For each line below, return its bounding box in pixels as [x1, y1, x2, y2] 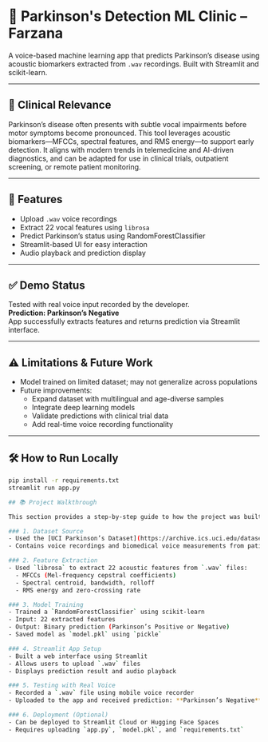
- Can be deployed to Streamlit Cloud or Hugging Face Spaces [8, 718, 219, 726]
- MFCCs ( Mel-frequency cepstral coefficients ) [15, 571, 177, 579]
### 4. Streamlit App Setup [8, 644, 102, 652]
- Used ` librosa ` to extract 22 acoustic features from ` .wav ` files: [8, 564, 248, 572]
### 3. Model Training [8, 600, 84, 608]
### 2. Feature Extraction [8, 556, 98, 564]
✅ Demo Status [8, 278, 85, 292]
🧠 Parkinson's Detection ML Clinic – [8, 7, 248, 26]
